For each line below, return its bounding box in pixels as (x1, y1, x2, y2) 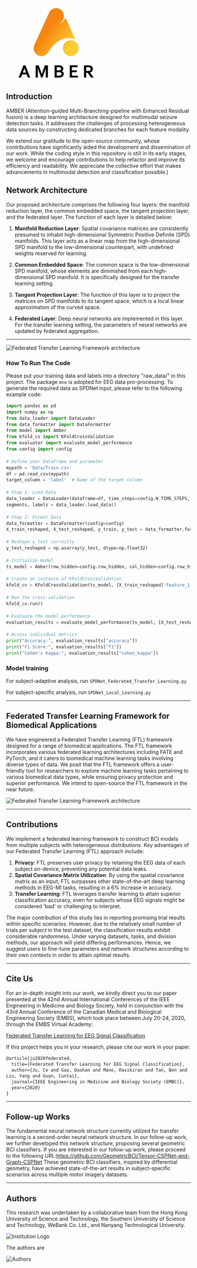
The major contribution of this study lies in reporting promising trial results (6, 914, 186, 921)
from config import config (6, 446, 72, 453)
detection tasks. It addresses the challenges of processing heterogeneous (6, 120, 186, 127)
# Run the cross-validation (6, 594, 75, 601)
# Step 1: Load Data (6, 489, 57, 495)
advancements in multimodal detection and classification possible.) (6, 168, 169, 175)
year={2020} (11, 1085, 41, 1090)
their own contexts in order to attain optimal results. (6, 951, 131, 958)
